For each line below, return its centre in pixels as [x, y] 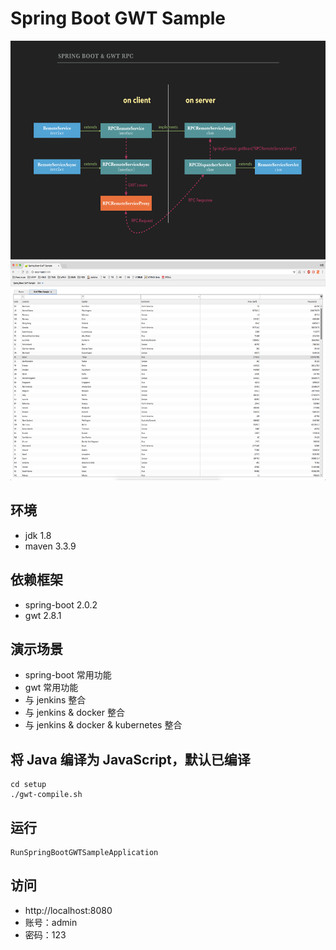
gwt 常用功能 [51, 688]
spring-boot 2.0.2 [61, 604]
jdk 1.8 [38, 535]
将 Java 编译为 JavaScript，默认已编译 [130, 759]
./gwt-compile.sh [46, 795]
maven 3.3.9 [50, 546]
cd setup [28, 785]
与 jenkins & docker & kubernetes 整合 [103, 725]
